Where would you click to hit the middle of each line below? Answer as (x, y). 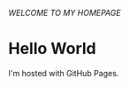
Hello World (52, 49)
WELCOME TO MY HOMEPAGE (65, 13)
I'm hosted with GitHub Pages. (64, 73)
